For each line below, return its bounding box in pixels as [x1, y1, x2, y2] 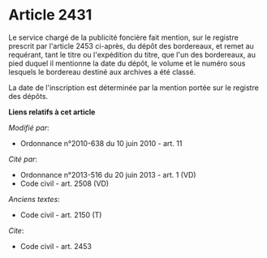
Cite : [8, 226, 24, 235]
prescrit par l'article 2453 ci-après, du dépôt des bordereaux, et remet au [8, 41, 254, 50]
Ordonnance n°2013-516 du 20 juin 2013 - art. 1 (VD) [19, 170, 196, 179]
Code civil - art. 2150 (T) [19, 209, 102, 220]
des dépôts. [8, 91, 49, 101]
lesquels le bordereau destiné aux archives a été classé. [8, 67, 196, 76]
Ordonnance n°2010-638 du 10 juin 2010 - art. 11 [19, 138, 183, 148]
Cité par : [8, 154, 38, 164]
